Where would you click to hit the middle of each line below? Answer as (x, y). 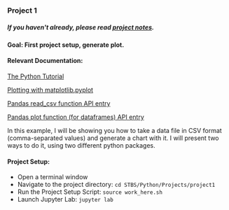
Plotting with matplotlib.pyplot (50, 90)
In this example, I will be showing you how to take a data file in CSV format (114, 131)
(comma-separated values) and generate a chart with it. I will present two (113, 138)
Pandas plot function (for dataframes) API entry (76, 117)
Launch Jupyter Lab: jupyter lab (65, 199)
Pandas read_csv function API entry (59, 104)
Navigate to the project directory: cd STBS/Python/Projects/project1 (116, 185)
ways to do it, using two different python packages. (81, 146)
